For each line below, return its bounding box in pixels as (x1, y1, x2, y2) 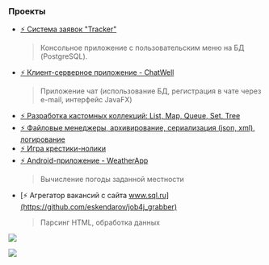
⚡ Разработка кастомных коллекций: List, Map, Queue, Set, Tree (19, 111, 241, 121)
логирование (19, 135, 66, 144)
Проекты (8, 6, 46, 17)
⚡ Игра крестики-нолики (19, 143, 107, 154)
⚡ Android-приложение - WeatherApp (19, 155, 149, 166)
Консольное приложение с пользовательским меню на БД (40, 43, 245, 53)
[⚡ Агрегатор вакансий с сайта (19, 191, 128, 201)
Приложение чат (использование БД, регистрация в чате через (40, 86, 262, 96)
